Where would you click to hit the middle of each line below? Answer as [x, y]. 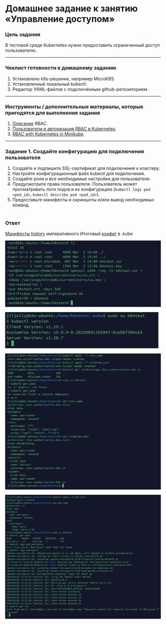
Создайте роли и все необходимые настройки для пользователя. [81, 179]
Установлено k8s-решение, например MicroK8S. [63, 78]
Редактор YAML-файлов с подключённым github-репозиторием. [80, 89]
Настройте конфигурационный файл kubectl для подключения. [79, 174]
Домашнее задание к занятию [72, 9]
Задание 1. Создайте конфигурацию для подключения [75, 151]
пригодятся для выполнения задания [53, 113]
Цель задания [23, 35]
